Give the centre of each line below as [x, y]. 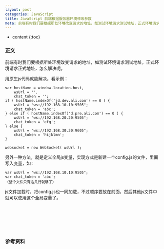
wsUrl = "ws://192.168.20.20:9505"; [51, 117]
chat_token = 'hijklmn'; [39, 134]
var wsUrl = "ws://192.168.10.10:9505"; [47, 172]
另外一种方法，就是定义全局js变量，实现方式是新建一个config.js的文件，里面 [82, 157]
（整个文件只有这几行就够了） [31, 182]
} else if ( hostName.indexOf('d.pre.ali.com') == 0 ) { [64, 113]
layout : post [18, 10]
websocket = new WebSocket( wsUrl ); [43, 147]
